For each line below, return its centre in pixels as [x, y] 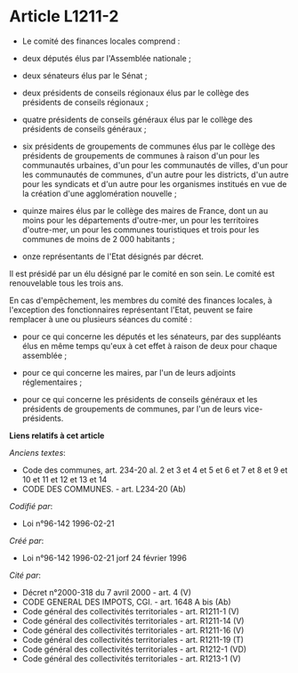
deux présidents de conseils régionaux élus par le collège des [135, 93]
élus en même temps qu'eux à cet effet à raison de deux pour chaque [149, 345]
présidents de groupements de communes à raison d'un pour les [141, 155]
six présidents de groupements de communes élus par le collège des [149, 146]
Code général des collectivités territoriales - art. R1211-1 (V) [131, 611]
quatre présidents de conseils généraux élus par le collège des [137, 119]
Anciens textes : [38, 452]
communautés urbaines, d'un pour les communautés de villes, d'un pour [155, 165]
